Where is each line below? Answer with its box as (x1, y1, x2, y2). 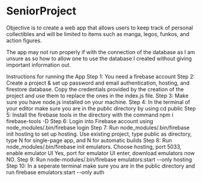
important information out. (6, 61, 71, 68)
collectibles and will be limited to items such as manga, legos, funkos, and (6, 30, 189, 37)
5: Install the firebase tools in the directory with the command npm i (6, 111, 174, 118)
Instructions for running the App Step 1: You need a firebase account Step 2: (6, 73, 195, 80)
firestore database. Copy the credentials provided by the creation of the (6, 85, 185, 93)
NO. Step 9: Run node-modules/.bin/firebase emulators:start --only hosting (6, 156, 192, 163)
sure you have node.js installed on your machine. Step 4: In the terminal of (6, 98, 191, 106)
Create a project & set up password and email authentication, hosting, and (6, 79, 190, 86)
